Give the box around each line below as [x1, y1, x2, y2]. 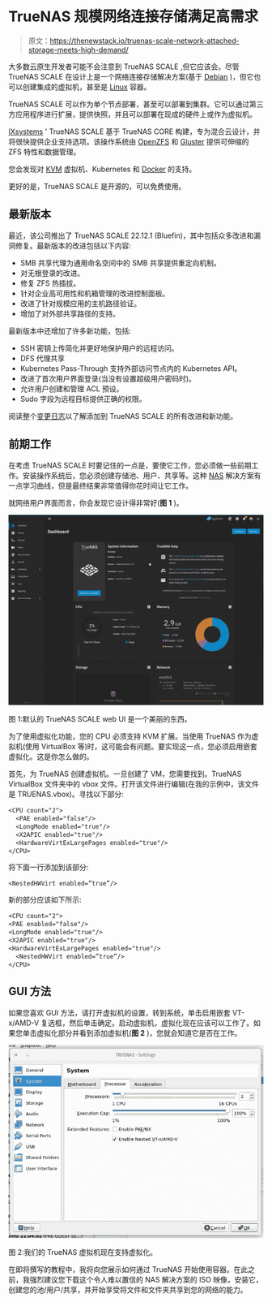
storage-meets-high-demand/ [28, 45, 129, 54]
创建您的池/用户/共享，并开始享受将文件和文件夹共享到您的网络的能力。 [8, 1284, 249, 1295]
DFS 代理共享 [19, 353, 66, 363]
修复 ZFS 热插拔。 [19, 278, 81, 288]
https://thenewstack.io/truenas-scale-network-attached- [49, 36, 240, 45]
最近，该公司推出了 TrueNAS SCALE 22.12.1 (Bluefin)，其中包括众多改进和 [8, 231, 254, 240]
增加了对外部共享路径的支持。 [19, 308, 120, 318]
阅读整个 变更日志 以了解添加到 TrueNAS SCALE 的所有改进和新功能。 [8, 411, 237, 420]
